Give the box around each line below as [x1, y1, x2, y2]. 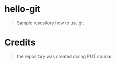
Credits [4, 37, 36, 48]
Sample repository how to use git [16, 20, 84, 26]
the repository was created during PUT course [16, 53, 112, 59]
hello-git [4, 3, 40, 15]
